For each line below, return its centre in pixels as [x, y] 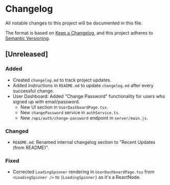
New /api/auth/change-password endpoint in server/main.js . [84, 118]
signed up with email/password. [46, 101]
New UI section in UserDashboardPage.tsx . [64, 107]
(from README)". [31, 147]
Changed [17, 131]
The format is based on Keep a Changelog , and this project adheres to [79, 33]
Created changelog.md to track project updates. [62, 80]
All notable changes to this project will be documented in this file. [74, 23]
